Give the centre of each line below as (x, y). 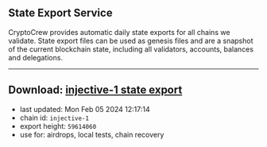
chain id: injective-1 (54, 118)
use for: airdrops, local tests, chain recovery (92, 134)
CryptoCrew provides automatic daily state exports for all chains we (119, 32)
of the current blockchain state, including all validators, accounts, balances (131, 49)
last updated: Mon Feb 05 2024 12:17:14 (85, 109)
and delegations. (36, 57)
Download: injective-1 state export (95, 90)
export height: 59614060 (58, 126)
